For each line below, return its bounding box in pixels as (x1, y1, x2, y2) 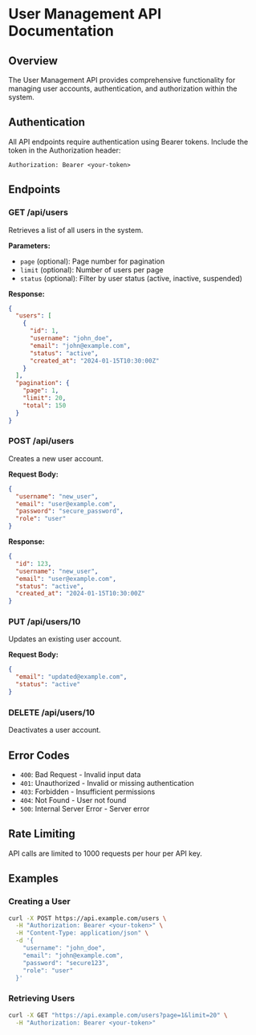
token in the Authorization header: (8, 145, 121, 155)
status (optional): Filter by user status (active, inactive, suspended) (19, 273, 243, 283)
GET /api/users (8, 207, 68, 218)
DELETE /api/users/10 (8, 706, 95, 718)
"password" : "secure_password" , (15, 507, 124, 515)
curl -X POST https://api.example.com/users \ (8, 914, 167, 922)
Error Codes (8, 748, 70, 762)
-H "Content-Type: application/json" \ (15, 929, 149, 937)
